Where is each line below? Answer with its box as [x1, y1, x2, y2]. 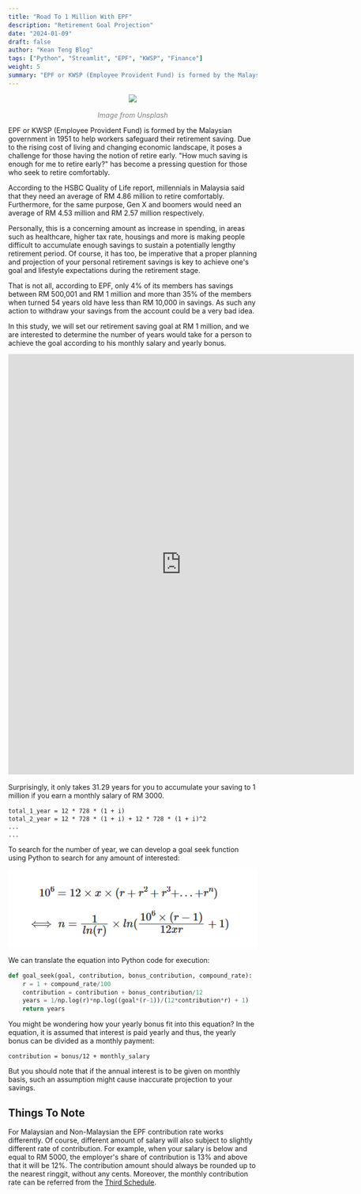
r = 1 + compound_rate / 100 [22, 980, 111, 988]
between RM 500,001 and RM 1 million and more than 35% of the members [8, 289, 252, 298]
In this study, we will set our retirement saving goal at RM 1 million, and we [8, 321, 250, 331]
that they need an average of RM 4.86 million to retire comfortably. [8, 191, 225, 201]
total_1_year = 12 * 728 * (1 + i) [8, 807, 126, 815]
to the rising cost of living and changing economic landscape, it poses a [8, 142, 243, 152]
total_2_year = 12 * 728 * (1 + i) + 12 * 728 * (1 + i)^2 [8, 815, 207, 823]
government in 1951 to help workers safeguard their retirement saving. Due [8, 134, 251, 143]
